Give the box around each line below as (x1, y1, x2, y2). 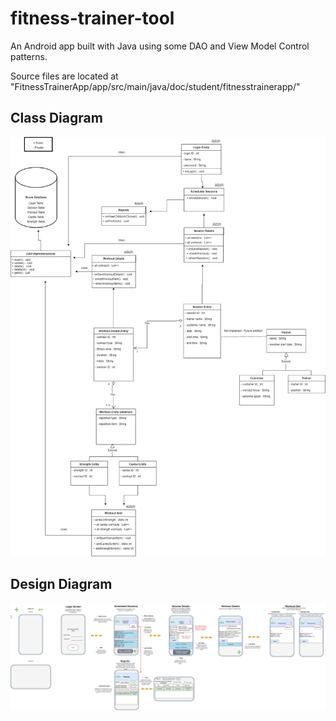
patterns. (10, 50, 48, 62)
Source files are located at (10, 70, 119, 82)
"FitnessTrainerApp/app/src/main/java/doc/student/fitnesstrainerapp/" (10, 80, 301, 92)
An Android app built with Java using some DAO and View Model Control (10, 40, 310, 52)
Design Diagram (10, 576, 113, 593)
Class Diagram (10, 110, 103, 127)
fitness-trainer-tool (10, 7, 175, 30)
